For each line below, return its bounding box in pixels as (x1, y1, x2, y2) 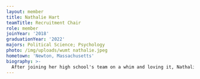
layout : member (6, 8, 44, 15)
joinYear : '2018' (6, 31, 49, 37)
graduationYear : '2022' (6, 36, 65, 42)
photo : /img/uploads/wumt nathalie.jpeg (6, 48, 108, 53)
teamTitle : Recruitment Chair (6, 20, 82, 26)
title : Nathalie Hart (6, 14, 60, 20)
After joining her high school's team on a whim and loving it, (11, 64, 174, 70)
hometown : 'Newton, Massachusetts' (6, 53, 95, 59)
